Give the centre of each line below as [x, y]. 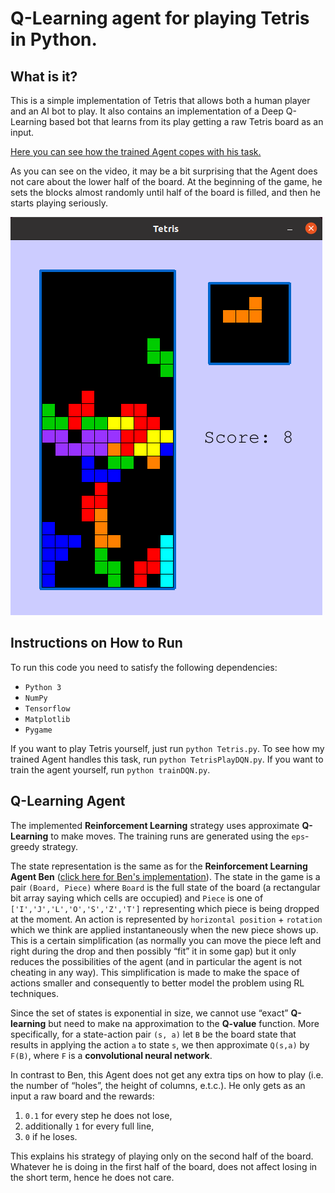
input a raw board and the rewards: [82, 1096]
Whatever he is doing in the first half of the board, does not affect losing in [164, 1166]
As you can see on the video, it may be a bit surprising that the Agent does [164, 171]
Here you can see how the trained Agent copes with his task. [136, 151]
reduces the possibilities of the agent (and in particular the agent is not [156, 961]
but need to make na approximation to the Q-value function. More [184, 1023]
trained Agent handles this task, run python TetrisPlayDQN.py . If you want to [167, 759]
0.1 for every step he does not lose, [98, 1115]
